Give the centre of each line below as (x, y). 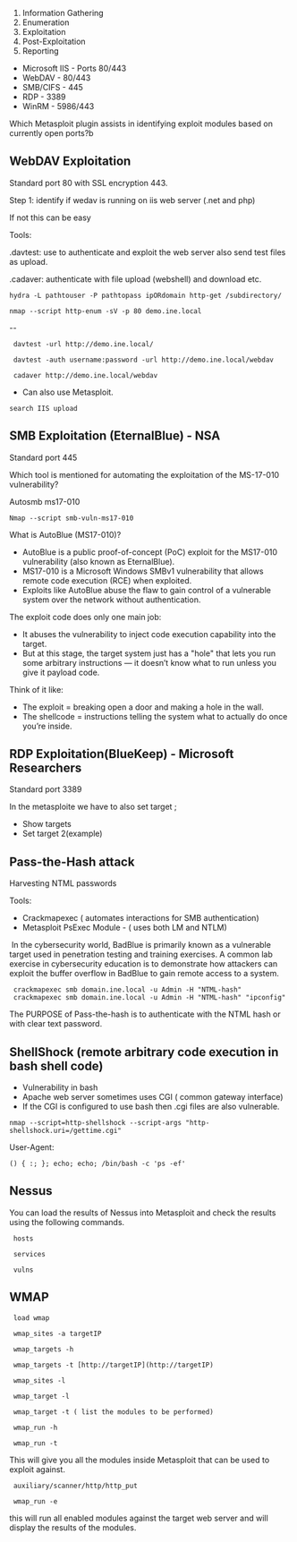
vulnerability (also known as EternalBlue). (98, 561)
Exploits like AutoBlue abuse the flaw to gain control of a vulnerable (146, 590)
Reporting (41, 51)
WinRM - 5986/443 (58, 106)
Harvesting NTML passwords (63, 883)
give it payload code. (61, 672)
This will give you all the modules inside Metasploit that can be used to (140, 1460)
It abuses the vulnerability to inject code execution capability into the (149, 634)
